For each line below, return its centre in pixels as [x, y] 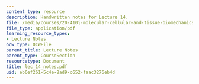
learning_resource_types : [38, 34]
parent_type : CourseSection [41, 56]
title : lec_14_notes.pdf [37, 67]
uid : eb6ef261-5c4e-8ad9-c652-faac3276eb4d [61, 72]
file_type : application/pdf [41, 28]
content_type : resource [36, 12]
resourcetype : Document [36, 61]
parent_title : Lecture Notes [42, 50]
